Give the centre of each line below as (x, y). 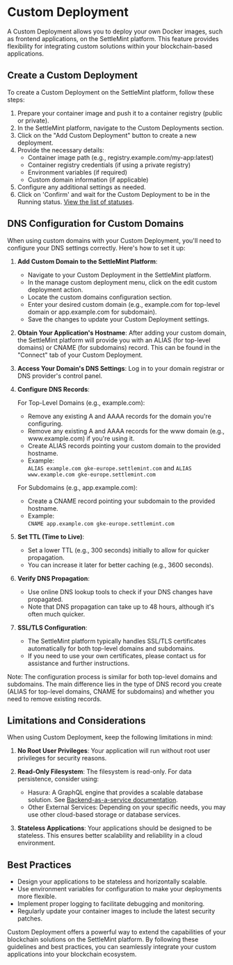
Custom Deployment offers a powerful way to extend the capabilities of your (116, 932)
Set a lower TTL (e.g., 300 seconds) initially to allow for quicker (119, 550)
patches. (30, 918)
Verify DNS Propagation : (54, 578)
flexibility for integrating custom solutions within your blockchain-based (110, 46)
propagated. (45, 599)
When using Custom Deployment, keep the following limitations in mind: (110, 737)
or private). (33, 120)
